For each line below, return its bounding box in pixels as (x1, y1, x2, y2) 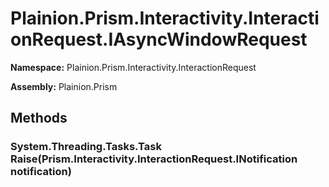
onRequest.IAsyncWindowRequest (10, 28, 308, 51)
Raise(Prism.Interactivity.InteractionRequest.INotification (10, 152, 298, 166)
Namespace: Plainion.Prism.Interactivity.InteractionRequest (10, 61, 257, 73)
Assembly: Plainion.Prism (10, 80, 118, 92)
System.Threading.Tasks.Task (10, 140, 162, 154)
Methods (10, 110, 68, 127)
